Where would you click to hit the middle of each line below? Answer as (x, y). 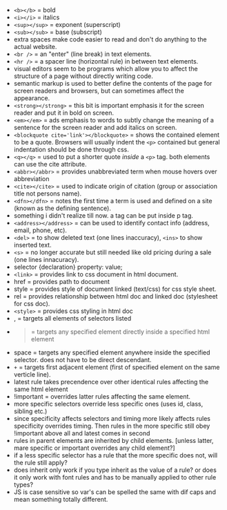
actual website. (35, 47)
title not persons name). (47, 193)
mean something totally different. (61, 499)
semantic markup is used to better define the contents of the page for (113, 83)
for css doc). (32, 304)
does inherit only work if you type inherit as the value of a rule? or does (115, 470)
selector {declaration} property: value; (68, 267)
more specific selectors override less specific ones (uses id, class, (108, 404)
